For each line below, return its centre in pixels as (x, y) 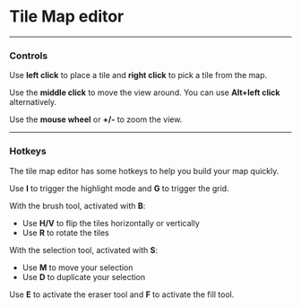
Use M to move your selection (77, 268)
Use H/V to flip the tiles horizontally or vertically (111, 223)
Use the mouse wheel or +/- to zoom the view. (96, 119)
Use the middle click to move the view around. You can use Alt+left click (145, 92)
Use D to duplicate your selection (84, 276)
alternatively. (33, 102)
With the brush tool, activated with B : (77, 206)
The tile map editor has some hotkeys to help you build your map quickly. (144, 171)
